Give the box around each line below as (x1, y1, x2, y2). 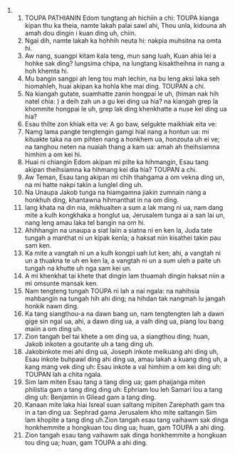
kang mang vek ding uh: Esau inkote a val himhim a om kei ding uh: (24, 363, 222, 370)
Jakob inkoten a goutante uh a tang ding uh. (24, 340, 155, 348)
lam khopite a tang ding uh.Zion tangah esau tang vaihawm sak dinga (24, 415, 229, 424)
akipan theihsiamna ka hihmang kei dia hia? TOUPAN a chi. (24, 166, 197, 173)
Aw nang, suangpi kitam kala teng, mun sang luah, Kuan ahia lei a (24, 51, 216, 60)
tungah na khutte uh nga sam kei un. (24, 264, 132, 272)
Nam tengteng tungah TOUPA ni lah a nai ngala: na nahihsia (24, 287, 200, 295)
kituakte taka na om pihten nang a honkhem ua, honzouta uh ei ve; (24, 135, 220, 143)
